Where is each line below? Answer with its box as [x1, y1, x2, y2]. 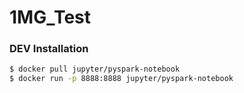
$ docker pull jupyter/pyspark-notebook [9, 64, 181, 75]
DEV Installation [9, 42, 89, 56]
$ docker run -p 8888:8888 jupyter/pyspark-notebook [9, 74, 234, 84]
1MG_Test [9, 6, 92, 29]
